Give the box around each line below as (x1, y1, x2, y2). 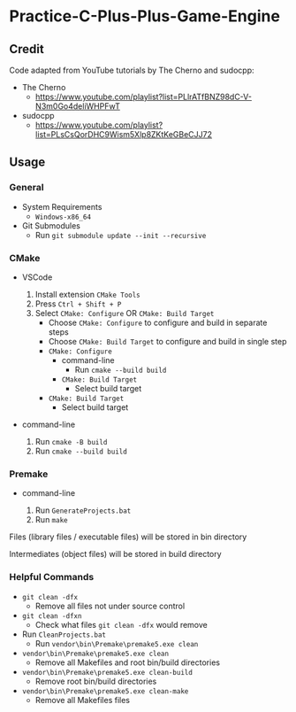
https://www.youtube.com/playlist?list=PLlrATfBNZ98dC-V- (34, 91, 252, 102)
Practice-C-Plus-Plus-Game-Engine (9, 6, 281, 27)
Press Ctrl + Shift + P (34, 298, 122, 309)
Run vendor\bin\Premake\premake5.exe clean (34, 638, 199, 648)
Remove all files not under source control (34, 600, 186, 611)
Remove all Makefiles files (34, 694, 131, 705)
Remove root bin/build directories (34, 676, 157, 686)
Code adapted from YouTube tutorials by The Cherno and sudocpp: (9, 65, 254, 75)
